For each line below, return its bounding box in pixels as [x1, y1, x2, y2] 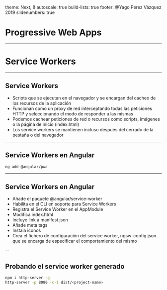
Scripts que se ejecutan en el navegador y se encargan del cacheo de [12, 95, 156, 101]
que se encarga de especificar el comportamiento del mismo [12, 238, 137, 244]
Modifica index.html [12, 211, 53, 218]
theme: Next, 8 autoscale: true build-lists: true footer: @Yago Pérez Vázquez [5, 4, 162, 10]
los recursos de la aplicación [12, 100, 71, 106]
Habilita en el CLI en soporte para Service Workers [12, 201, 116, 207]
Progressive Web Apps [5, 27, 102, 38]
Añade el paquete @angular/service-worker [12, 196, 103, 202]
